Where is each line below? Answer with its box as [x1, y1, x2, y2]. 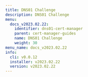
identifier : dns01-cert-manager [14, 26, 83, 31]
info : [5, 50, 17, 55]
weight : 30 [14, 41, 38, 46]
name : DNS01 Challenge [14, 36, 63, 41]
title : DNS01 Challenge [5, 7, 56, 13]
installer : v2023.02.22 [10, 59, 60, 64]
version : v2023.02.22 [10, 64, 56, 69]
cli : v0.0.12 [10, 54, 38, 60]
